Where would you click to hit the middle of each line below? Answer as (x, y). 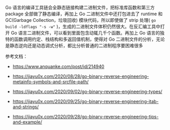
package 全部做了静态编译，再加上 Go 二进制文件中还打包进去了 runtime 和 (84, 14)
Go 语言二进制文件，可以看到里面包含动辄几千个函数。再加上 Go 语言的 (86, 33)
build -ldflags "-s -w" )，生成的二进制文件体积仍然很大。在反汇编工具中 (83, 26)
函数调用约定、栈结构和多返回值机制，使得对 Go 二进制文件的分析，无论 (89, 39)
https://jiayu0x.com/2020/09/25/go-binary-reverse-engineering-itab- (86, 101)
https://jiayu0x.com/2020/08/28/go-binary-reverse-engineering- (81, 76)
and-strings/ (26, 107)
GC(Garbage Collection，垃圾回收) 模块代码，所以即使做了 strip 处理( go (81, 20)
